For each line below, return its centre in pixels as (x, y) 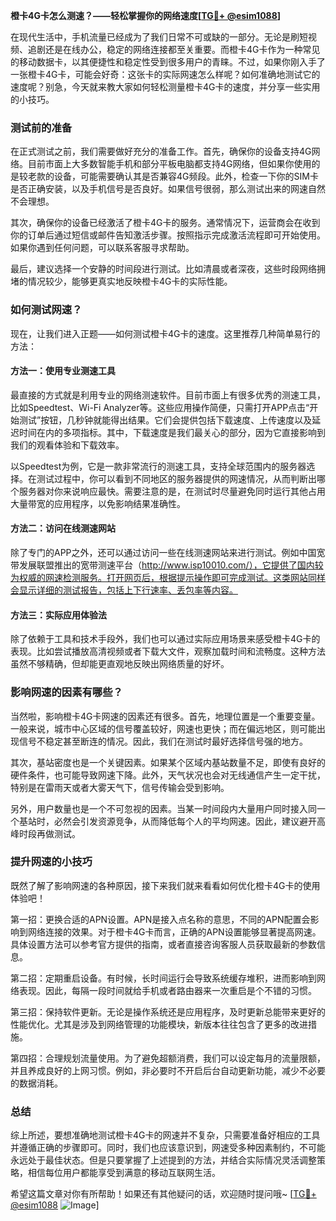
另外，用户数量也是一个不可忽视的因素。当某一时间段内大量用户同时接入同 (163, 808)
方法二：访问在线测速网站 (63, 528)
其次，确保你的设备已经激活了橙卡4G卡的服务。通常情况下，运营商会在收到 (165, 223)
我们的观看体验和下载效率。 (67, 445)
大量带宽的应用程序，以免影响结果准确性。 (98, 503)
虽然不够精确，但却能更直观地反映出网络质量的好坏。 (120, 664)
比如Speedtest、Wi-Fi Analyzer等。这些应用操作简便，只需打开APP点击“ (160, 407)
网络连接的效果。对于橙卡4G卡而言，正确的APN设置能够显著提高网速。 (174, 931)
